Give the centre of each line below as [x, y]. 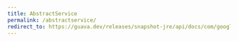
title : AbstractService [42, 14]
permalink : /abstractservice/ [52, 20]
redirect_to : [27, 26]
